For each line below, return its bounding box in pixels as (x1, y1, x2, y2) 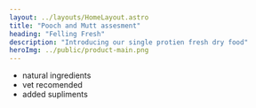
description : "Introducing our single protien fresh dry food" (9, 37, 249, 47)
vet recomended (21, 80, 83, 90)
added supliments (21, 89, 89, 100)
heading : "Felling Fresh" (9, 29, 105, 38)
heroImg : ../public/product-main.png (9, 46, 149, 55)
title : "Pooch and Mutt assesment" (9, 21, 141, 30)
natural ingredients (21, 70, 92, 81)
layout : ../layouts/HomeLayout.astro (9, 12, 149, 22)
